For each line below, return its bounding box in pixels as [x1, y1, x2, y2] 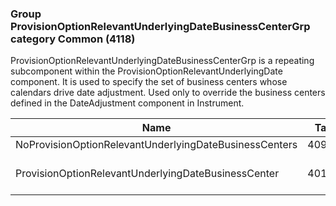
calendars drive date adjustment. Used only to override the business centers [10, 87, 326, 99]
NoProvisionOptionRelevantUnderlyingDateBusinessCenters [15, 138, 298, 152]
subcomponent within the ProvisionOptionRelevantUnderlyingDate [10, 65, 283, 77]
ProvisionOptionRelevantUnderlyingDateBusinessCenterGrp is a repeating [10, 55, 315, 67]
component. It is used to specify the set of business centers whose [10, 76, 288, 88]
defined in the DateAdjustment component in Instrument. [10, 97, 245, 109]
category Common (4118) [10, 32, 136, 46]
